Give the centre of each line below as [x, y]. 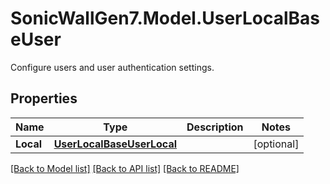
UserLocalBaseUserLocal [115, 144]
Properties [44, 98]
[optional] [276, 144]
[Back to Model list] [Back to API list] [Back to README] [125, 168]
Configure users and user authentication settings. [112, 67]
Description [215, 127]
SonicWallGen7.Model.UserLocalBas [165, 18]
